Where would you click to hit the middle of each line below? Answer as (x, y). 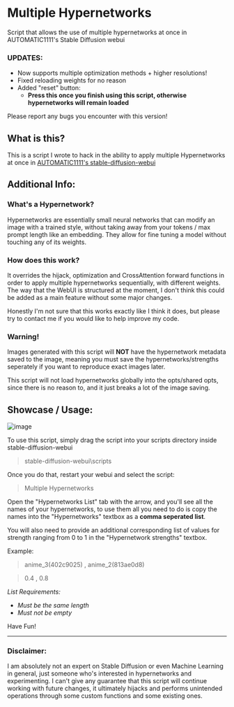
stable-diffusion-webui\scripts (68, 461)
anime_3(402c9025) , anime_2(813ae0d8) (84, 565)
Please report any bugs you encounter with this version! (87, 116)
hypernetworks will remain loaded (78, 103)
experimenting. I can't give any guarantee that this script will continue (107, 681)
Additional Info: (41, 184)
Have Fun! (22, 627)
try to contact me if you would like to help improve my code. (93, 319)
